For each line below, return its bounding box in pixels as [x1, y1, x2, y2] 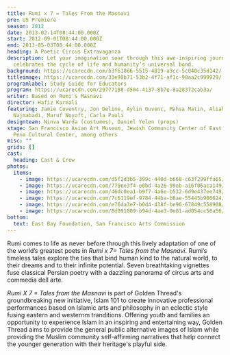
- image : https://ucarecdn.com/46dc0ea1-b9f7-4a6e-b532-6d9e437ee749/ [19, 188, 225, 195]
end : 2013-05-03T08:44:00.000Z [7, 42, 97, 49]
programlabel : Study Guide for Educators [7, 80, 127, 87]
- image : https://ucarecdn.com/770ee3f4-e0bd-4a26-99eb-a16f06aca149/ [19, 182, 225, 189]
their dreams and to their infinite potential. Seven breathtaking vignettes [7, 261, 210, 269]
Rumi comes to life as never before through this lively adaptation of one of [7, 239, 216, 247]
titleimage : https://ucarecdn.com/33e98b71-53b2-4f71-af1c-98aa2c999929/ [7, 73, 222, 81]
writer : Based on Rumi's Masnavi [7, 93, 103, 100]
